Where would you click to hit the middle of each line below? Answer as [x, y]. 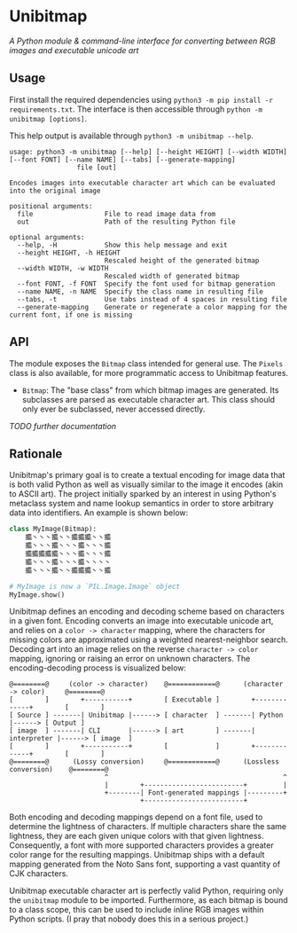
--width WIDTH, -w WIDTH [63, 268]
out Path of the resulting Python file [127, 222]
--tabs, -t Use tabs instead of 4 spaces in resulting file [152, 299]
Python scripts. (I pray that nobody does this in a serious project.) [129, 919]
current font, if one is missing [71, 315]
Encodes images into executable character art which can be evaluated [142, 183]
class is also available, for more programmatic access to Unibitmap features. [149, 372]
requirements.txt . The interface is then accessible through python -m [136, 109]
